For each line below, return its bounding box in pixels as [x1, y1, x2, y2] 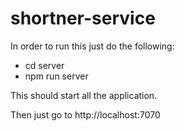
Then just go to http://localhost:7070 [10, 108, 161, 121]
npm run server [24, 70, 89, 82]
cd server [24, 59, 65, 71]
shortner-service [10, 7, 156, 30]
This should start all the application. [10, 89, 158, 101]
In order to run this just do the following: [10, 40, 175, 52]
